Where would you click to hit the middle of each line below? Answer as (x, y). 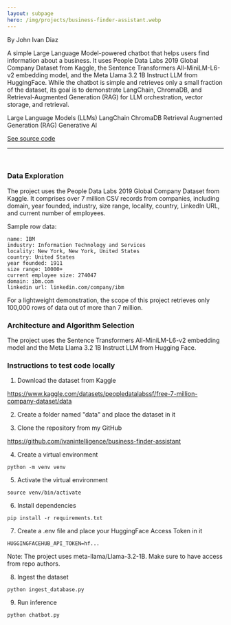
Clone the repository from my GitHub (69, 428)
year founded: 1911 (35, 263)
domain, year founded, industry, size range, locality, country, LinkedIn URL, (113, 206)
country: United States (41, 257)
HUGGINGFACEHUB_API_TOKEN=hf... (53, 544)
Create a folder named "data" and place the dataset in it (96, 415)
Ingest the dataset (43, 577)
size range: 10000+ (35, 269)
